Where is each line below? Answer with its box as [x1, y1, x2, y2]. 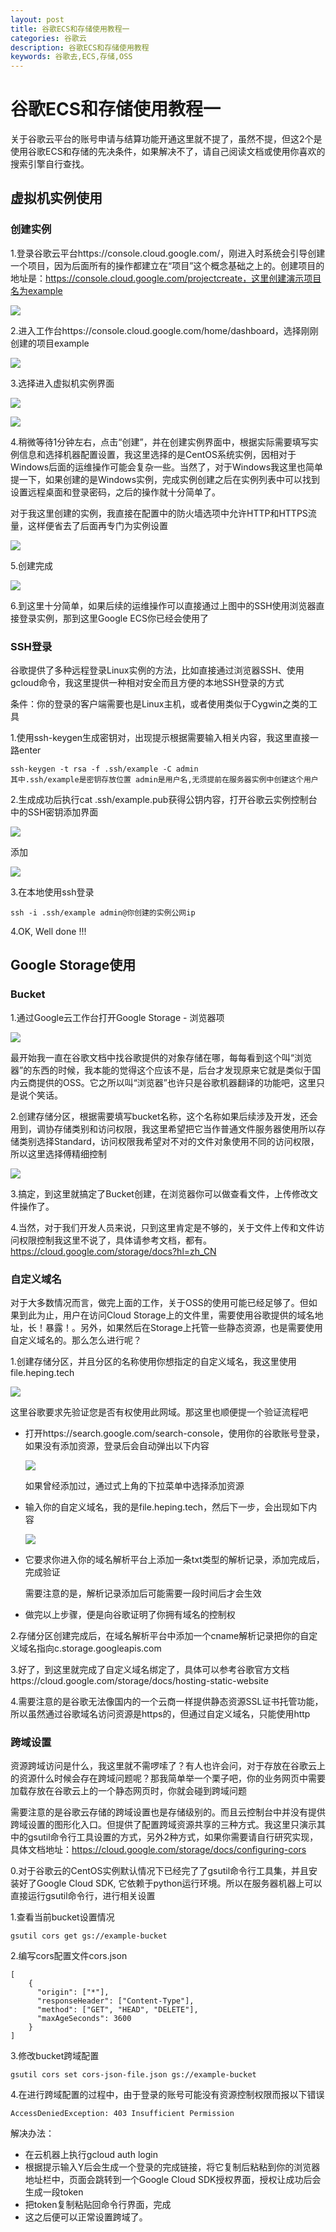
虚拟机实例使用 [10, 190, 103, 207]
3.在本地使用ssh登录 [10, 886, 95, 898]
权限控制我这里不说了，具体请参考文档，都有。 [18, 1234, 212, 1246]
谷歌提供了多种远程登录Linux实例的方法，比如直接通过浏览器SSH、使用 [10, 664, 305, 676]
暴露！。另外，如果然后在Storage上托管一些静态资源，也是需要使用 [44, 1322, 323, 1334]
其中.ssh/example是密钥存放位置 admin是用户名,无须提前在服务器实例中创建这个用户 [10, 775, 319, 785]
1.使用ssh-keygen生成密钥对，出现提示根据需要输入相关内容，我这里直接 [10, 732, 311, 744]
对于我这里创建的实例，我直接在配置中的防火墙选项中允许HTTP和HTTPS [10, 507, 308, 519]
